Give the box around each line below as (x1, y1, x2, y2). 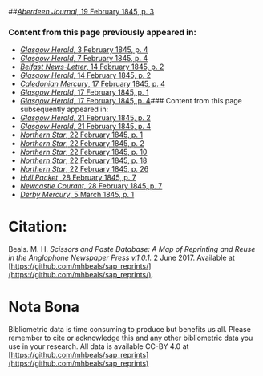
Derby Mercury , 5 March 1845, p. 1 (19, 190, 135, 200)
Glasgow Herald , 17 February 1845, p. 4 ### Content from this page (19, 96, 242, 106)
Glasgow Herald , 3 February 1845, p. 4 (19, 45, 148, 55)
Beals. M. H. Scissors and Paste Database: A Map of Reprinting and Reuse (8, 245, 256, 254)
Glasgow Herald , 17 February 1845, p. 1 (19, 87, 150, 97)
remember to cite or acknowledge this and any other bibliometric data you (8, 333, 253, 343)
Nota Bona (8, 298, 80, 316)
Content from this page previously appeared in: (8, 26, 196, 38)
